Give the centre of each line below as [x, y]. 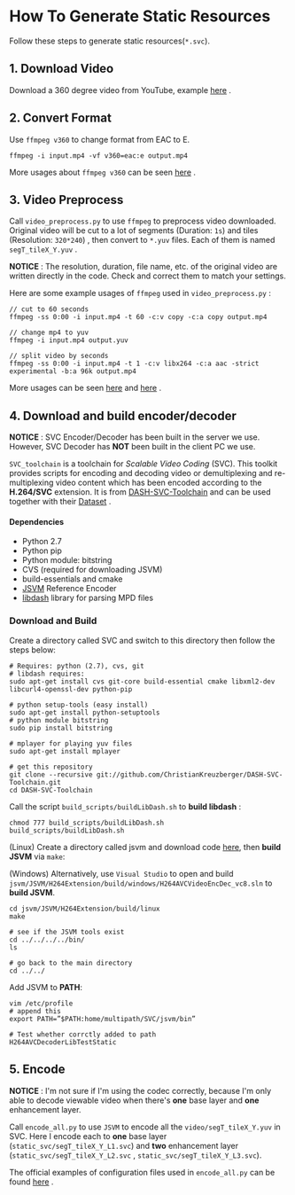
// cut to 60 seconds [49, 309]
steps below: [32, 650]
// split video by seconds [59, 356]
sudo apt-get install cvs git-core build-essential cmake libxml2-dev [142, 681]
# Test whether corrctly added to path [83, 1035]
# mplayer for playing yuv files [71, 743]
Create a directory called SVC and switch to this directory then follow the [142, 640]
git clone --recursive [51, 774]
